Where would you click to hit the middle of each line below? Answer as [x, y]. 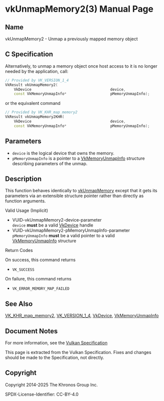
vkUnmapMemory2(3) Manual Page [79, 9]
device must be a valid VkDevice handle [53, 225]
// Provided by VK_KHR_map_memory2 [41, 112]
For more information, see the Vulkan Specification [56, 343]
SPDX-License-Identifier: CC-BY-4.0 [42, 394]
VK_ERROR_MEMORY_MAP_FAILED [41, 289]
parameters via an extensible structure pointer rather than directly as [74, 196]
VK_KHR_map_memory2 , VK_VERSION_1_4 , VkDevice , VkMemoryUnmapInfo [82, 316]
